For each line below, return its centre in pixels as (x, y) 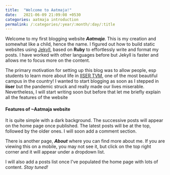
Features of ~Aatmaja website (38, 109)
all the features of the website (37, 97)
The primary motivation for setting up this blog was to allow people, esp (81, 70)
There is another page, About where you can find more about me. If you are (85, 141)
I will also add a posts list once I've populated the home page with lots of (82, 162)
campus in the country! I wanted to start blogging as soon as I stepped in (82, 81)
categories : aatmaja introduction (42, 19)
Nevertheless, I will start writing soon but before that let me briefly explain (83, 92)
